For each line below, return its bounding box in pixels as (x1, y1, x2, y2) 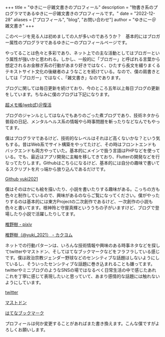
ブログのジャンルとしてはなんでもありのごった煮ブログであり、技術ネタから (5, 113, 160, 118)
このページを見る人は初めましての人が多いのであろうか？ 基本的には (5, 34, 148, 39)
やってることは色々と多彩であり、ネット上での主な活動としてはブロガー (5, 50, 151, 56)
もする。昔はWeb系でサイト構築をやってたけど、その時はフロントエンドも (5, 141, 157, 147)
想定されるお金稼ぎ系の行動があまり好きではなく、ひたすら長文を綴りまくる (5, 62, 161, 68)
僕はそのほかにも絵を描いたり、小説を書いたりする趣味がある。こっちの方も (5, 186, 160, 192)
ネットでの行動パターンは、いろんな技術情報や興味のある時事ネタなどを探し (5, 243, 161, 248)
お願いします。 (18, 327, 48, 333)
